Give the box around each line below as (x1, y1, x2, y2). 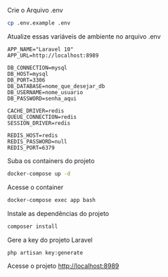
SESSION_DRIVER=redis (7, 120, 71, 127)
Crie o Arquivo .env (7, 6, 63, 14)
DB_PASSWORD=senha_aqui (7, 95, 77, 102)
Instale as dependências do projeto (7, 209, 110, 217)
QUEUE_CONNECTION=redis (7, 113, 77, 120)
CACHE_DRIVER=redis (7, 107, 65, 115)
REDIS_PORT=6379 (7, 144, 55, 151)
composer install (7, 223, 58, 230)
